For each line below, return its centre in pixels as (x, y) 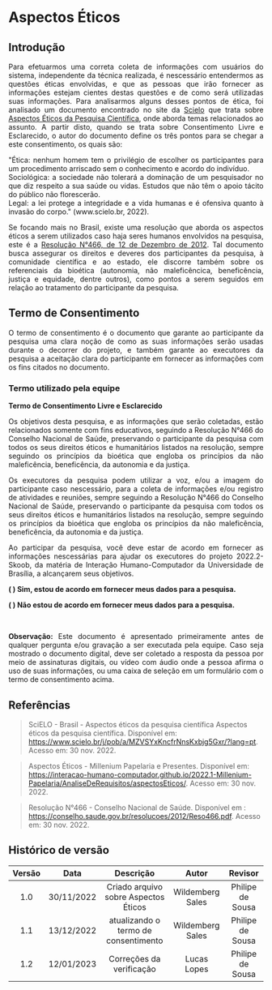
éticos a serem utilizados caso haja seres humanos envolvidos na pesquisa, (136, 236)
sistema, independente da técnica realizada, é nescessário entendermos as (136, 75)
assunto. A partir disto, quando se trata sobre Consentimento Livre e (136, 127)
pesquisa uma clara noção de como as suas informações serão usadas (136, 341)
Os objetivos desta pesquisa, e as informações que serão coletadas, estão (136, 422)
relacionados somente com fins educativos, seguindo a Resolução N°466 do (136, 431)
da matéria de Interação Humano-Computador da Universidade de (149, 565)
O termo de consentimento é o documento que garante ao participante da (136, 332)
